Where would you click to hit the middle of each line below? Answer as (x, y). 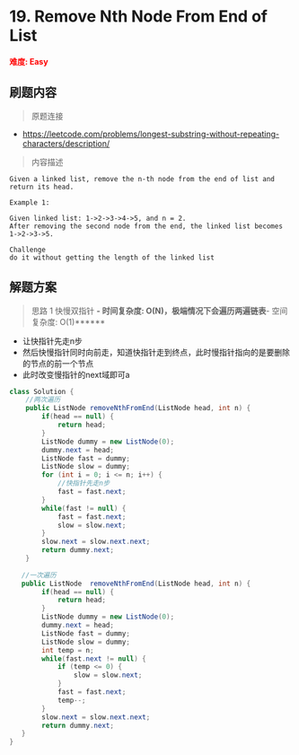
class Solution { (42, 391)
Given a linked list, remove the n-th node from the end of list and (142, 179)
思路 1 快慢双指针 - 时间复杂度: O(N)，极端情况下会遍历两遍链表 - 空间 (159, 311)
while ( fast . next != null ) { (94, 658)
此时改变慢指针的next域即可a (76, 374)
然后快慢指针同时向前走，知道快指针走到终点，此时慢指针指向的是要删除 (156, 352)
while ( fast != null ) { (84, 508)
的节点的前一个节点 (58, 363)
